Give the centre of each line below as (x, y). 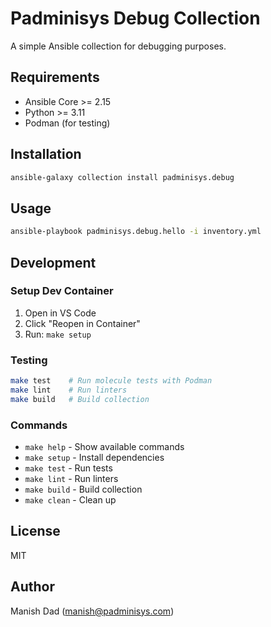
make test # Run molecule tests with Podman (111, 381)
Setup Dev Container (62, 291)
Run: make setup (58, 334)
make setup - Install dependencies (94, 458)
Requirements (55, 77)
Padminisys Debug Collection (135, 18)
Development (53, 262)
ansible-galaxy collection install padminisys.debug (122, 177)
